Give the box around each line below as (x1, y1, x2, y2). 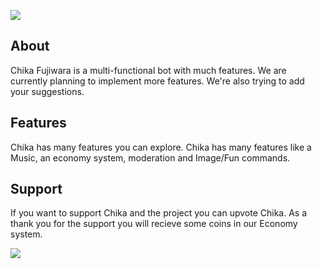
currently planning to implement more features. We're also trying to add (10, 75, 305, 87)
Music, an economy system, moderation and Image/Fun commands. (10, 151, 291, 164)
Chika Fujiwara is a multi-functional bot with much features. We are (10, 64, 287, 76)
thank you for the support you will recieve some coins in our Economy (10, 218, 298, 230)
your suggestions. (10, 85, 85, 97)
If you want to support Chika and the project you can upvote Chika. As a (10, 207, 308, 219)
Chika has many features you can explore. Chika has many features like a (10, 141, 312, 153)
